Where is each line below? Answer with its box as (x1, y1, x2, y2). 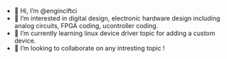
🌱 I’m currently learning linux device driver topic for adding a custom (14, 29, 216, 37)
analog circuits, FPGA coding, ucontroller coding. (14, 22, 159, 29)
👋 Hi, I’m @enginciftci (14, 7, 78, 15)
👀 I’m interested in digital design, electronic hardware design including (14, 14, 221, 22)
